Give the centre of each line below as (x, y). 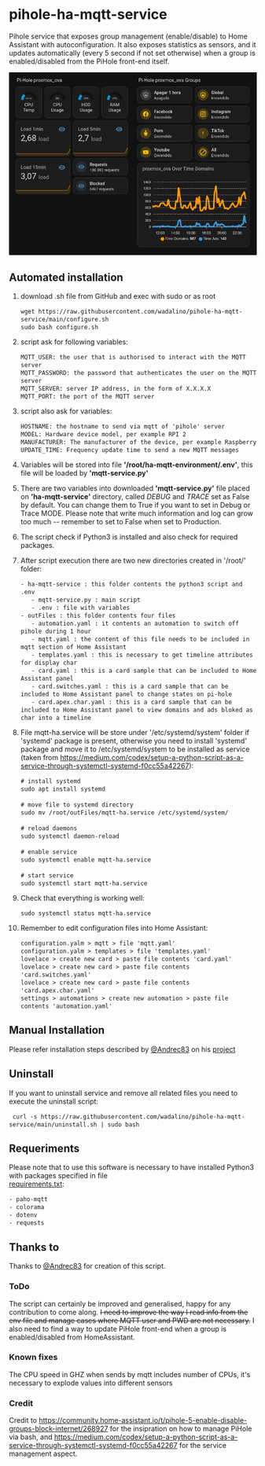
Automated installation (66, 277)
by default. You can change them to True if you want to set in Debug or (135, 505)
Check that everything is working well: (82, 898)
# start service (47, 875)
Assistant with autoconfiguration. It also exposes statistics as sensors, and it (132, 44)
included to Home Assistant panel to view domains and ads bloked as (137, 710)
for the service (203, 1446)
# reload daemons (49, 828)
